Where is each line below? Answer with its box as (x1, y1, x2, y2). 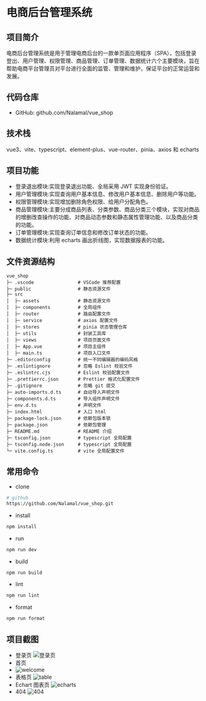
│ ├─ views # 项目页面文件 (6, 337, 111, 343)
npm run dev (6, 546, 37, 553)
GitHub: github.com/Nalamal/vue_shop (15, 109, 113, 116)
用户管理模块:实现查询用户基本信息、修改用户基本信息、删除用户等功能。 (15, 190, 200, 198)
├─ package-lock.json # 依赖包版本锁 (6, 415, 111, 421)
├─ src (6, 291, 23, 298)
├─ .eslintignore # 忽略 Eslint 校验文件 (6, 363, 133, 369)
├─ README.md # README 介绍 (6, 428, 112, 435)
